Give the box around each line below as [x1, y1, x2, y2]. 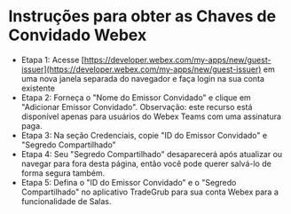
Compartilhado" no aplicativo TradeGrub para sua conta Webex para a [20, 186, 279, 197]
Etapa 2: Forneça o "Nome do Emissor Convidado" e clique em [20, 91, 252, 103]
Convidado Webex [8, 25, 147, 45]
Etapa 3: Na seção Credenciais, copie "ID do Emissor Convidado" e [20, 130, 268, 140]
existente [20, 83, 55, 93]
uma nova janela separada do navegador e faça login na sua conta [20, 73, 265, 83]
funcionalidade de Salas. [20, 195, 112, 206]
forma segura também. [20, 167, 106, 178]
